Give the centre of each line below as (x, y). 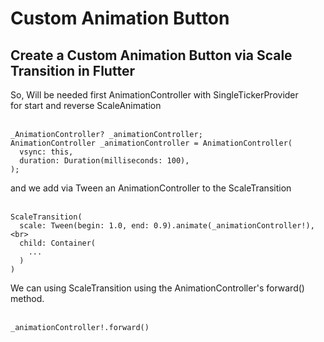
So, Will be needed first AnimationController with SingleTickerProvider (154, 95)
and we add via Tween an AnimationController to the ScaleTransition (151, 188)
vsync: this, (46, 152)
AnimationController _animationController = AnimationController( (151, 143)
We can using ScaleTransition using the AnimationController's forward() (157, 288)
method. (27, 298)
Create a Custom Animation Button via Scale (151, 55)
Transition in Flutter (72, 70)
